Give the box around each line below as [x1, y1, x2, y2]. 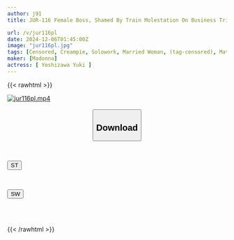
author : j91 [7, 10, 42, 17]
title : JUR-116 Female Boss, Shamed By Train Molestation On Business [7, 17, 217, 24]
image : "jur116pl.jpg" [7, 42, 73, 49]
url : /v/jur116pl [7, 29, 58, 36]
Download [96, 122, 138, 133]
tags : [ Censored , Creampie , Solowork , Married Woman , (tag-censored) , [7, 49, 217, 56]
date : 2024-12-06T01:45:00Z [7, 35, 89, 42]
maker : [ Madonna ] [7, 55, 58, 63]
